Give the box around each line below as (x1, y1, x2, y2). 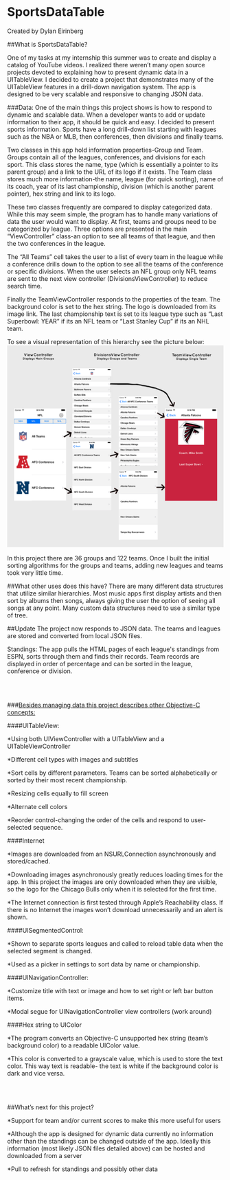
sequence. (33, 824, 63, 832)
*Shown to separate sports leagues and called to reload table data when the (7, 940, 224, 948)
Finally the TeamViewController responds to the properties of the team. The (7, 295, 221, 303)
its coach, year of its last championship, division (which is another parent (7, 182, 214, 190)
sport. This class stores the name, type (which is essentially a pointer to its (7, 160, 218, 168)
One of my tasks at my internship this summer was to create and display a (7, 53, 216, 62)
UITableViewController (7, 742, 71, 751)
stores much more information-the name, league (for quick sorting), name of (7, 174, 224, 183)
